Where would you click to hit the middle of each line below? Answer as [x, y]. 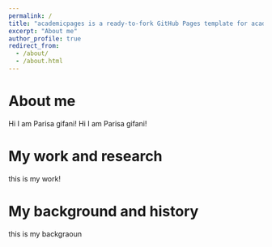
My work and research [86, 156]
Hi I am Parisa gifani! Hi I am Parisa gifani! [78, 123]
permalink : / [30, 16]
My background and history [104, 211]
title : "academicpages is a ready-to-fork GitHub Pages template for [128, 23]
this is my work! [34, 178]
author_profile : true [45, 38]
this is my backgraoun [45, 234]
